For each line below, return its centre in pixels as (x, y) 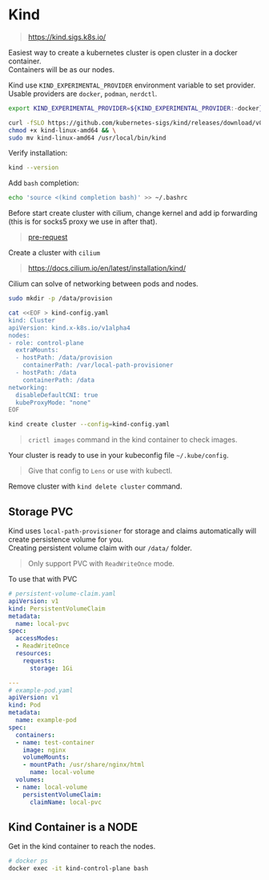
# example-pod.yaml (41, 690)
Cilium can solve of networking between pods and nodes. (103, 284)
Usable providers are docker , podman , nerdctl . (83, 93)
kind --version (34, 168)
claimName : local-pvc (66, 802)
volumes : (30, 780)
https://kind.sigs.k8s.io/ (67, 37)
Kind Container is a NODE (73, 827)
